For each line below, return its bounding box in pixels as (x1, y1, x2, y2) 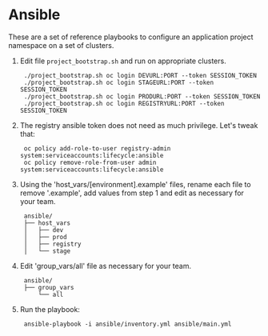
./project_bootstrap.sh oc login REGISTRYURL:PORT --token (23, 99, 225, 107)
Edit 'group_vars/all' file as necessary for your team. (19, 261, 192, 270)
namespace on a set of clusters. (8, 40, 114, 50)
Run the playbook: (19, 304, 80, 314)
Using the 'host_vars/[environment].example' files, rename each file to (19, 179, 251, 189)
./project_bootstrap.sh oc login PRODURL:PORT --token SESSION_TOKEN (23, 92, 261, 101)
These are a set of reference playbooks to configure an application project (8, 32, 254, 42)
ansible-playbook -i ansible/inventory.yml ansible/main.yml (23, 320, 232, 328)
